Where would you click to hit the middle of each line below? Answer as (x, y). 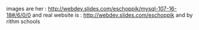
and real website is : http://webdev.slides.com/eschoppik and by (113, 15)
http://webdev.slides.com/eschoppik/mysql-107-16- (113, 9)
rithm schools (23, 21)
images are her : (27, 9)
